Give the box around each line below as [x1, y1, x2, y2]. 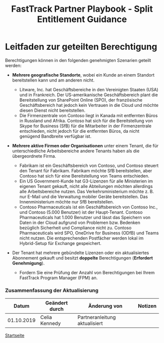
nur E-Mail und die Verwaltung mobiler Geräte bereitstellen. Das [19, 194, 148, 200]
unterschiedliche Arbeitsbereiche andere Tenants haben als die [12, 148, 140, 154]
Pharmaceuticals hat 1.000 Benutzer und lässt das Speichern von [19, 214, 151, 220]
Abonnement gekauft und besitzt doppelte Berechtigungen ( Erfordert [12, 255, 153, 261]
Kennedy [40, 320, 61, 327]
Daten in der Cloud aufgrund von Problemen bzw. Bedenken [19, 220, 141, 225]
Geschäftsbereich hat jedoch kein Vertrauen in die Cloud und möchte [19, 102, 159, 108]
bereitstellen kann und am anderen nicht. [12, 77, 95, 83]
